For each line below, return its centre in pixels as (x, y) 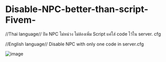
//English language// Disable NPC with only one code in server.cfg (75, 44)
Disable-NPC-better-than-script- (77, 9)
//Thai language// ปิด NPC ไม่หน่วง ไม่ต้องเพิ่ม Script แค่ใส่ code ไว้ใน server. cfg (83, 34)
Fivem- (21, 20)
